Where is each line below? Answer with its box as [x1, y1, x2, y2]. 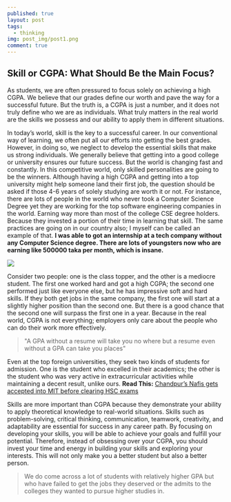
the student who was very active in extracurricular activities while [7, 372, 194, 380]
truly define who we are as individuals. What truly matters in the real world [7, 108, 219, 116]
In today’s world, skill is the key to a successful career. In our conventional [7, 128, 218, 137]
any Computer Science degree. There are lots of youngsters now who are [7, 239, 222, 247]
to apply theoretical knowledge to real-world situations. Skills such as [7, 408, 205, 416]
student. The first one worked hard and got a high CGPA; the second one [7, 279, 214, 288]
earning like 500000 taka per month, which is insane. [7, 245, 164, 254]
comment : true [7, 42, 48, 49]
